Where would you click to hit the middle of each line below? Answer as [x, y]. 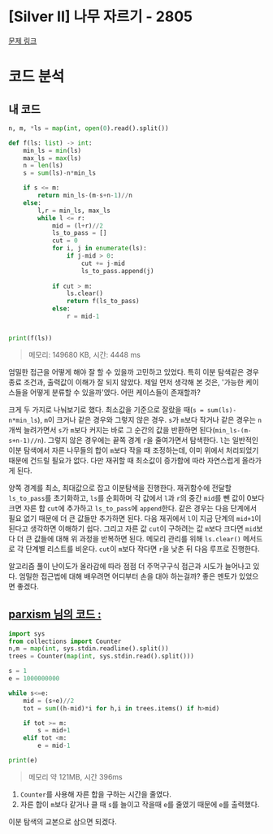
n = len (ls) [43, 166]
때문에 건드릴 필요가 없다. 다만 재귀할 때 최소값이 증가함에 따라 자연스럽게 [124, 460]
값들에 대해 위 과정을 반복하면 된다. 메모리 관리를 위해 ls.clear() [137, 538]
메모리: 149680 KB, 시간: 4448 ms [84, 354]
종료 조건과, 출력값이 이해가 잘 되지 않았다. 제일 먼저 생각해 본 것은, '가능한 [126, 382]
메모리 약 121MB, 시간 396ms [76, 776]
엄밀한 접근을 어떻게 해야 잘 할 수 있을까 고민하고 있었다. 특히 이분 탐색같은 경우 [134, 371]
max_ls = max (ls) [52, 158]
